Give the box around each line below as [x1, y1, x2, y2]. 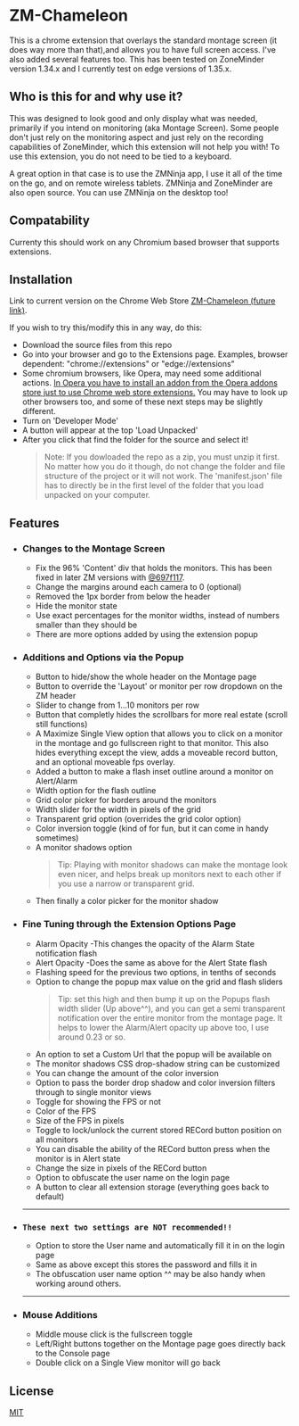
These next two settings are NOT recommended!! [21, 1222, 233, 1232]
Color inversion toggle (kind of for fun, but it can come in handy [35, 823, 269, 834]
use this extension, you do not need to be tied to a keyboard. [9, 151, 232, 162]
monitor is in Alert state [35, 1153, 122, 1164]
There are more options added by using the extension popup [35, 629, 258, 640]
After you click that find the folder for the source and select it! [21, 435, 249, 445]
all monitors [35, 1134, 78, 1145]
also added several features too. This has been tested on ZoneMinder [9, 54, 264, 64]
